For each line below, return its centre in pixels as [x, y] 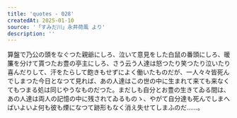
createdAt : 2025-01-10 [41, 20]
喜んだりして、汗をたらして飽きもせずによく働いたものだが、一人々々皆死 [116, 72]
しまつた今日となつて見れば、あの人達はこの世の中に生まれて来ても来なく [121, 81]
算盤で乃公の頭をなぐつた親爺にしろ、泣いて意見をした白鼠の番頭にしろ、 [116, 54]
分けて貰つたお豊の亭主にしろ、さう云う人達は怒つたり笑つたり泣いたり [125, 64]
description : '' [31, 34]
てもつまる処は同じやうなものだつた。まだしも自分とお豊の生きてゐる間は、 [118, 90]
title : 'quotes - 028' [41, 14]
